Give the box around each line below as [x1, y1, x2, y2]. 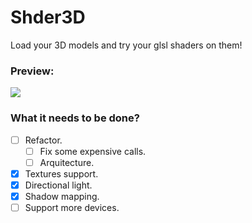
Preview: [10, 64, 55, 78]
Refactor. [24, 134, 63, 146]
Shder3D [10, 6, 86, 29]
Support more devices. [24, 201, 120, 213]
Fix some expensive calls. [39, 145, 147, 157]
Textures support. [24, 167, 99, 180]
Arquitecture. [39, 156, 95, 168]
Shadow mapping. [24, 190, 100, 202]
